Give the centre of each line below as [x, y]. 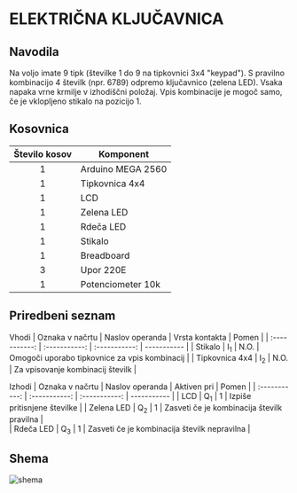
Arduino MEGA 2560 [124, 168]
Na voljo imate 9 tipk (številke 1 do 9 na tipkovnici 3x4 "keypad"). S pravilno [147, 73]
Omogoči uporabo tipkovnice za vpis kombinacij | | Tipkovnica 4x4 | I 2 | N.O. [149, 359]
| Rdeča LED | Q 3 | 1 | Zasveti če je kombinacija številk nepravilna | [130, 430]
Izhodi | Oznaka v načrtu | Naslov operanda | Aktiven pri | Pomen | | [133, 387]
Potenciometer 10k [121, 284]
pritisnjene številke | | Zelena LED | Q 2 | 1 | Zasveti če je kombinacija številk [146, 409]
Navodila [34, 52]
